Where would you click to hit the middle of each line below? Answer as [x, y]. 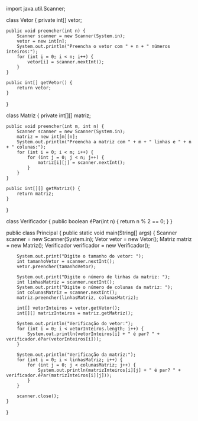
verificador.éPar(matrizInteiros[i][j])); [59, 375]
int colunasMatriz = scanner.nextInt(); [67, 293]
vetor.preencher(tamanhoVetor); [56, 266]
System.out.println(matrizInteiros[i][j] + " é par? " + [109, 370]
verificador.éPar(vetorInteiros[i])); [54, 339]
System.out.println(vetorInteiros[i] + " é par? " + [94, 334]
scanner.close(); [38, 396]
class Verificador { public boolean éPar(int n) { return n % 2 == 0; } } [89, 221]
